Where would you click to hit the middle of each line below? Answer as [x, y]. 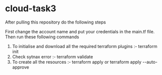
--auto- [150, 62]
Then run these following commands [42, 37]
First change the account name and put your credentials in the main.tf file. [80, 31]
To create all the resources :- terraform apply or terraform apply [77, 62]
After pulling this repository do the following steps [56, 22]
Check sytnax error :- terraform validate [53, 56]
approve [21, 67]
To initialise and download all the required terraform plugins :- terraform [85, 46]
